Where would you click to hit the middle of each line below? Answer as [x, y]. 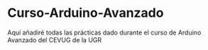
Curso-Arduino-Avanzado [86, 13]
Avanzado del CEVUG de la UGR [55, 39]
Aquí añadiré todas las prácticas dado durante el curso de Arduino [104, 32]
